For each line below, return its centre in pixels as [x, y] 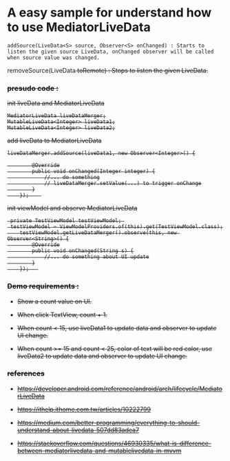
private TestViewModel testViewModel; [66, 221]
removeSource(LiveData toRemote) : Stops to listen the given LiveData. [108, 70]
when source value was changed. [53, 57]
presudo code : [33, 88]
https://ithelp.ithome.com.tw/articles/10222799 [84, 409]
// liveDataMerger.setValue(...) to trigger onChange [123, 184]
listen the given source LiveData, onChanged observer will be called [111, 52]
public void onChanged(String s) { [83, 251]
